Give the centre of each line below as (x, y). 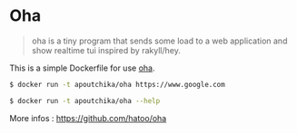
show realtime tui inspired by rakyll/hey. (106, 50)
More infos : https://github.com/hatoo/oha (88, 118)
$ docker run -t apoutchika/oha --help (85, 100)
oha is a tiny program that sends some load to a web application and (159, 41)
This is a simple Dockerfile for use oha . (82, 68)
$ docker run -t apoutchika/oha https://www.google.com (117, 84)
